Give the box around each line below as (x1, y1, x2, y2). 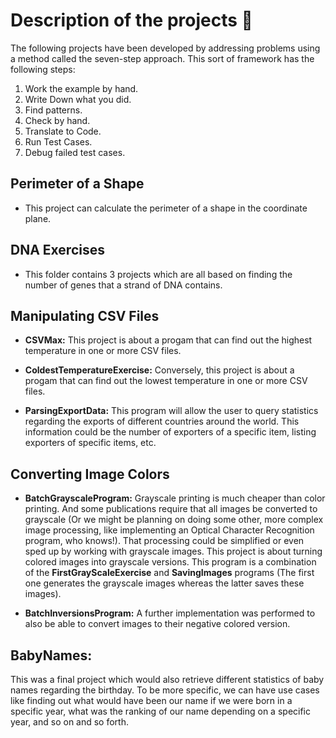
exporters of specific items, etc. (24, 437, 157, 449)
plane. (24, 212, 52, 224)
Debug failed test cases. (24, 146, 126, 158)
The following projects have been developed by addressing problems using (10, 42, 321, 54)
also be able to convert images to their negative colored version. (24, 618, 291, 630)
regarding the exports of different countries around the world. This (24, 415, 300, 428)
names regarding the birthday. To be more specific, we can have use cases (10, 684, 320, 696)
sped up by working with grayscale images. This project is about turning (24, 545, 323, 558)
